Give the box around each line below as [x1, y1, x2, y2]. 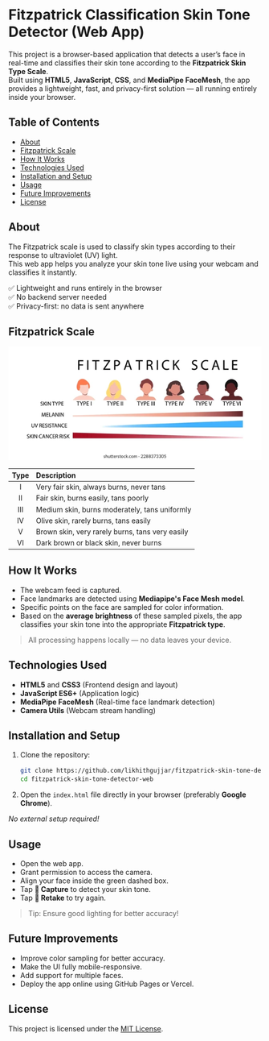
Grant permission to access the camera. [19, 867, 153, 877]
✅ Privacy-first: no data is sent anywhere [8, 301, 145, 311]
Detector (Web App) [8, 23, 145, 41]
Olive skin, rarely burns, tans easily [35, 516, 151, 525]
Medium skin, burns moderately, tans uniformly [35, 504, 192, 514]
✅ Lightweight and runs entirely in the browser [8, 283, 163, 292]
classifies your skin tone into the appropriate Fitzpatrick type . [19, 619, 226, 629]
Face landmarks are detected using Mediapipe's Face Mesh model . [19, 594, 245, 603]
